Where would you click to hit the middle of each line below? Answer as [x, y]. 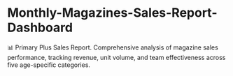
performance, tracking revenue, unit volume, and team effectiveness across [116, 57]
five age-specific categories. [49, 65]
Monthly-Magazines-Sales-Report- [112, 13]
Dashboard [40, 28]
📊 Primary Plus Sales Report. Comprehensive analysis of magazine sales [113, 47]
